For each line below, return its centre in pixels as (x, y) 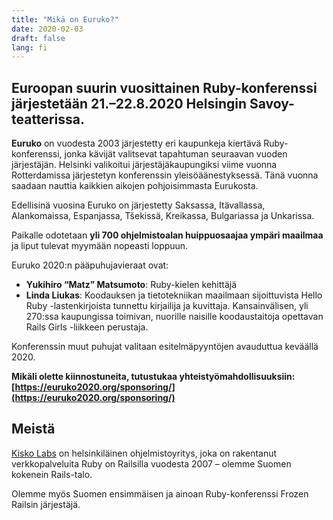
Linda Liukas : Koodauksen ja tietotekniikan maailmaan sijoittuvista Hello (174, 295)
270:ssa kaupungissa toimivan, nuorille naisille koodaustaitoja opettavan (174, 317)
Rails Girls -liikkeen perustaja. (87, 327)
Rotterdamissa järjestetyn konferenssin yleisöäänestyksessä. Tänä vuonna (165, 175)
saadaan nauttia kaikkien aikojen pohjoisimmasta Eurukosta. (135, 186)
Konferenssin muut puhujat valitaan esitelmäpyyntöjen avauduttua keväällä (165, 347)
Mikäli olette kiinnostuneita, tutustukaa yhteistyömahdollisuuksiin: (153, 377)
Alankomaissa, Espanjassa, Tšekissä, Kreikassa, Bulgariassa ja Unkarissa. (163, 216)
